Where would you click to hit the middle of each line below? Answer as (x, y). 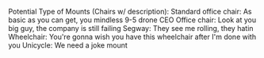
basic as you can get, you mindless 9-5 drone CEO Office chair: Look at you (132, 20)
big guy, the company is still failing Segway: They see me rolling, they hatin (131, 28)
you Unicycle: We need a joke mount (68, 45)
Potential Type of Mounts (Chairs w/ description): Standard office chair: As (130, 12)
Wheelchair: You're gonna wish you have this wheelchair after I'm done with (132, 37)
